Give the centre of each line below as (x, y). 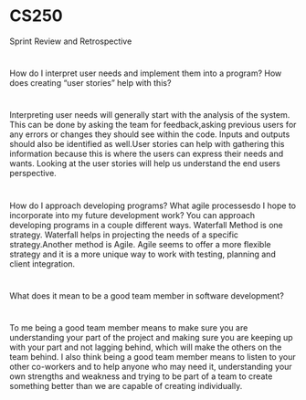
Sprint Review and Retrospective (71, 41)
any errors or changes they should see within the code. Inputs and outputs (150, 134)
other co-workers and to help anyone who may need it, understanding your (151, 366)
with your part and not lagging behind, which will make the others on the (146, 347)
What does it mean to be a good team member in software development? (147, 295)
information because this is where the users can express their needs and (147, 154)
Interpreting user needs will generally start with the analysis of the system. (150, 115)
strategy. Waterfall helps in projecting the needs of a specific (124, 235)
